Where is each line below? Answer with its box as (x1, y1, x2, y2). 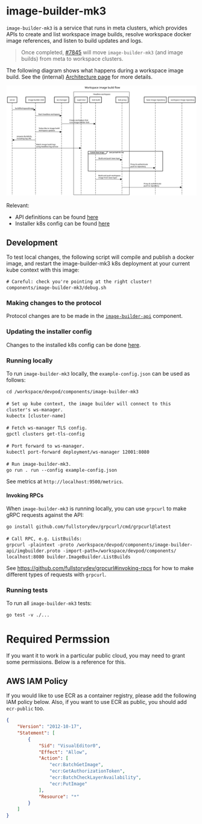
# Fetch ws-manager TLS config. (6, 425, 87, 431)
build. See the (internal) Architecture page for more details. (6, 73, 153, 80)
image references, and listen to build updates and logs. (6, 37, 143, 44)
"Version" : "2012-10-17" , (17, 724, 83, 730)
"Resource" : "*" (38, 793, 80, 800)
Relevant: (6, 202, 30, 209)
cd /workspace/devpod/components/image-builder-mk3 (6, 388, 139, 395)
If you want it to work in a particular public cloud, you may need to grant (6, 652, 185, 659)
